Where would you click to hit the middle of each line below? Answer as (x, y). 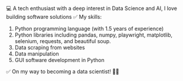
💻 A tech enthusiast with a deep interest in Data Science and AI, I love (91, 8)
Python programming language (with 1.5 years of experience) (89, 29)
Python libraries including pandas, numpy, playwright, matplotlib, (94, 35)
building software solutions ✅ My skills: (54, 17)
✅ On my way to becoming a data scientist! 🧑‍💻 (63, 72)
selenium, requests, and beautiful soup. (63, 41)
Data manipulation (37, 54)
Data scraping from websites (50, 47)
